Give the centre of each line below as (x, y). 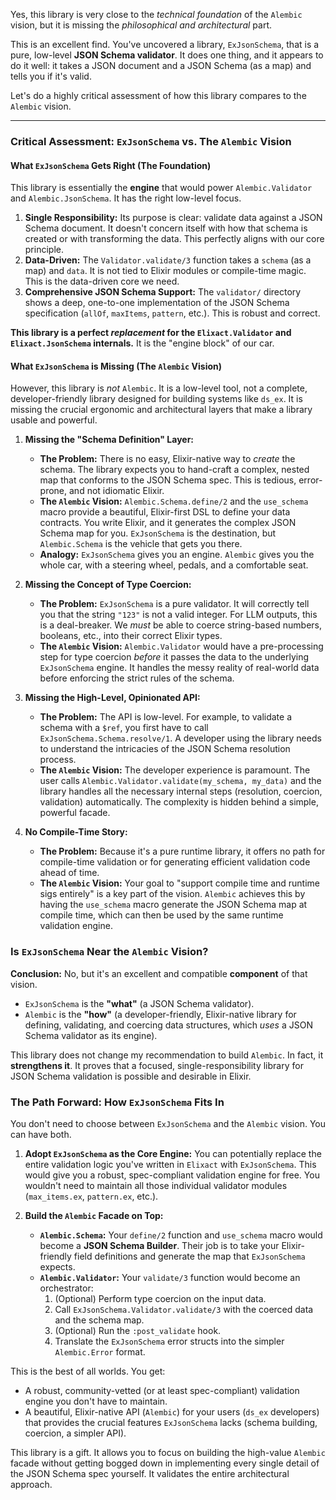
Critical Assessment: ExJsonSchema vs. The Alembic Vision (151, 141)
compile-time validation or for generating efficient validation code (175, 862)
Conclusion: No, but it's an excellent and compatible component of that (159, 973)
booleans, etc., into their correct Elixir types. (131, 636)
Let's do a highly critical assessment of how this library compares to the (158, 95)
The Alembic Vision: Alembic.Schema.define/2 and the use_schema (174, 501)
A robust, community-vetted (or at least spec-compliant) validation (162, 1390)
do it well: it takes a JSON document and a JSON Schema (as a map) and (161, 65)
